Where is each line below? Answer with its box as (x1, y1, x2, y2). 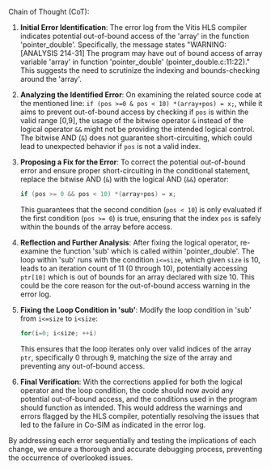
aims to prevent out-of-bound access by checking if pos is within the (19, 107, 249, 117)
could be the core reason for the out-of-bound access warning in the (19, 280, 251, 290)
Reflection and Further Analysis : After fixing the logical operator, (19, 237, 239, 247)
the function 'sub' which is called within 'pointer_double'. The (50, 246, 255, 256)
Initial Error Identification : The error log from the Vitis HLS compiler (19, 23, 248, 32)
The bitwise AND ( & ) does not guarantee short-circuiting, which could (19, 133, 252, 143)
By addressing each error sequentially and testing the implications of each (8, 435, 256, 445)
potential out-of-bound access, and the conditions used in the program (19, 394, 257, 403)
